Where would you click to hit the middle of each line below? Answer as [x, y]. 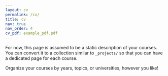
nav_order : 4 [19, 29]
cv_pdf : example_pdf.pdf [31, 33]
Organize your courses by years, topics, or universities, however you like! [82, 68]
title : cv [16, 19]
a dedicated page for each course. [41, 58]
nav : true [16, 24]
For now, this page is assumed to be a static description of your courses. [81, 48]
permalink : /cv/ [22, 15]
